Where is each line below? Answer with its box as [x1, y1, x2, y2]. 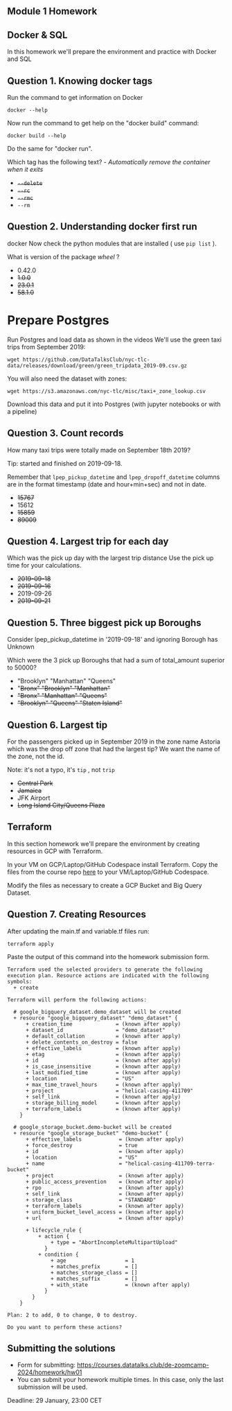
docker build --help [7, 132, 67, 139]
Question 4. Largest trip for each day [7, 535, 169, 547]
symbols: [7, 978, 33, 985]
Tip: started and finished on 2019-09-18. [7, 459, 123, 467]
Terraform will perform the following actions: [7, 996, 148, 1004]
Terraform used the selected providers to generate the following [7, 966, 203, 973]
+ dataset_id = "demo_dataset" [25, 1026, 166, 1033]
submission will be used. [17, 1383, 88, 1392]
